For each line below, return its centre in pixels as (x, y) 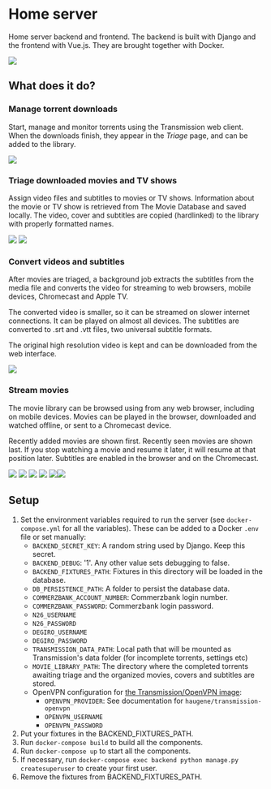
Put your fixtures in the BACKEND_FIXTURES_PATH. (107, 734)
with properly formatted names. (61, 223)
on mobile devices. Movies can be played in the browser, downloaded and (133, 416)
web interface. (32, 354)
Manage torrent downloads (63, 109)
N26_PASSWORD (54, 624)
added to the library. (42, 144)
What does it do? (52, 86)
